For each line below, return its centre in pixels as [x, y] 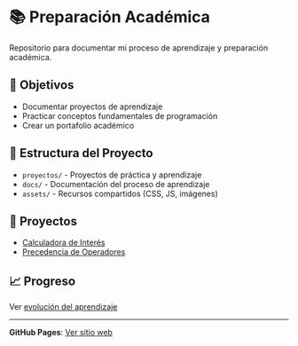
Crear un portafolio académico [78, 125]
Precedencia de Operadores [74, 252]
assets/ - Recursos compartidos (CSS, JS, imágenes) [120, 193]
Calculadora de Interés [63, 243]
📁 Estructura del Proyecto [81, 153]
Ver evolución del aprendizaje [63, 307]
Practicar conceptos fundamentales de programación [120, 115]
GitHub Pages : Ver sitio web [61, 333]
